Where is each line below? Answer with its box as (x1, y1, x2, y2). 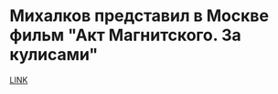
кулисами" (9, 45, 99, 65)
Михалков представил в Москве (9, 5, 270, 26)
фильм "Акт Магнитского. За (9, 25, 241, 46)
